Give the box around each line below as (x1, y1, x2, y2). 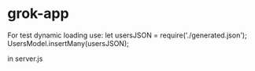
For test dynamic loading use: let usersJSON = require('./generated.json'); (7, 30, 247, 40)
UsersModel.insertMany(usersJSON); (7, 38, 129, 48)
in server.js (7, 54, 43, 63)
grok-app (7, 5, 69, 23)
